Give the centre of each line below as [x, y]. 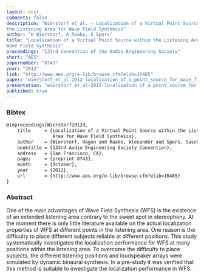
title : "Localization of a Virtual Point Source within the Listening [97, 40]
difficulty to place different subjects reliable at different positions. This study [102, 236]
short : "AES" [23, 57]
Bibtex [16, 112]
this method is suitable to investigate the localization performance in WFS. [99, 269]
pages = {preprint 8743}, [56, 159]
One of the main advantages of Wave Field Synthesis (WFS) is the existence [101, 210]
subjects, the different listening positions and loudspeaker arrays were [94, 255]
